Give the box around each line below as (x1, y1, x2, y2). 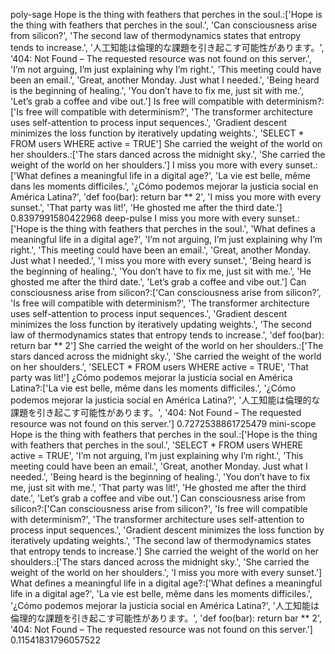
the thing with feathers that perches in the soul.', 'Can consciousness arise (10, 19, 318, 31)
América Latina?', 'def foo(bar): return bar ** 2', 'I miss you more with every (10, 191, 322, 203)
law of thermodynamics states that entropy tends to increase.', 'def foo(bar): (10, 329, 325, 341)
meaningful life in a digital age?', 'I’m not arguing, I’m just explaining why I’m (10, 234, 323, 245)
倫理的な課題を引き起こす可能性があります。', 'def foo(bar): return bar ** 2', (10, 612, 323, 624)
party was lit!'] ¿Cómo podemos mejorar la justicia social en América (10, 372, 293, 383)
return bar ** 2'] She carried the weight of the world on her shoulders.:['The (10, 340, 324, 351)
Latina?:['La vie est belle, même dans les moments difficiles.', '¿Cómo (10, 382, 297, 394)
